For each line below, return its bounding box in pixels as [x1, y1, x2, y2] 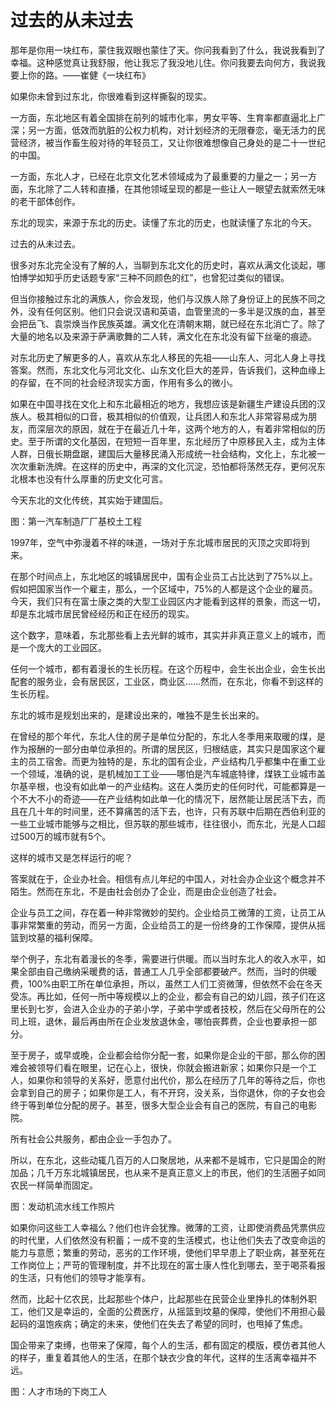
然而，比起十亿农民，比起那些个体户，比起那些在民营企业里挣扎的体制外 [10, 1292, 308, 1305]
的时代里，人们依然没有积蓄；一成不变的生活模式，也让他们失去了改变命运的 [10, 1234, 326, 1246]
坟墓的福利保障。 [27, 931, 98, 943]
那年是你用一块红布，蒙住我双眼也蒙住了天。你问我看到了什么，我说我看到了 [10, 44, 326, 56]
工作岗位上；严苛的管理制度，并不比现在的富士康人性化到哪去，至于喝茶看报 [10, 1259, 326, 1271]
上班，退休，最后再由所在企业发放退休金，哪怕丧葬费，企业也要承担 [18, 1015, 300, 1027]
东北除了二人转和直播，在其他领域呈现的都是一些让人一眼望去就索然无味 [27, 182, 326, 195]
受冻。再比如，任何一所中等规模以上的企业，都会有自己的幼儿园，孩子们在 [10, 990, 317, 1002]
